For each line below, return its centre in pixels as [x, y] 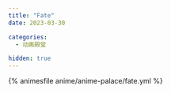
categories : [28, 37]
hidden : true [30, 59]
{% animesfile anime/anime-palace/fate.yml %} [86, 81]
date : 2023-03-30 [37, 23]
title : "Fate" [32, 15]
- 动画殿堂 [31, 44]
